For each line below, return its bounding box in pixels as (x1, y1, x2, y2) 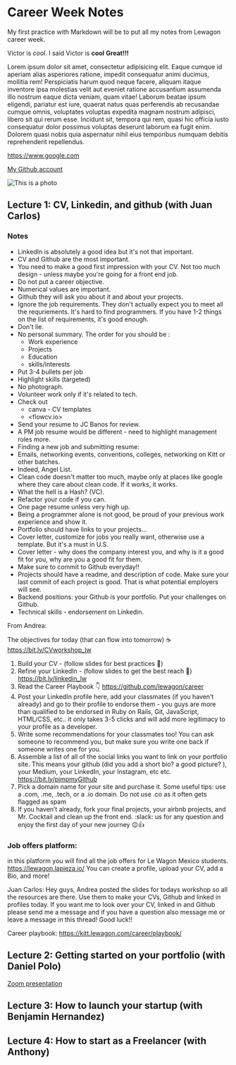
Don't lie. (17, 322, 44, 331)
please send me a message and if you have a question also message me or (7, 908, 225, 916)
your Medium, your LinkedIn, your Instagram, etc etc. (17, 767, 172, 775)
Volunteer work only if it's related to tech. (17, 390, 137, 398)
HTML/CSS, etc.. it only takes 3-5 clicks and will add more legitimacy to (17, 715, 225, 723)
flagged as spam (17, 797, 67, 806)
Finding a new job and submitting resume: (17, 442, 139, 451)
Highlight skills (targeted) (17, 375, 91, 383)
